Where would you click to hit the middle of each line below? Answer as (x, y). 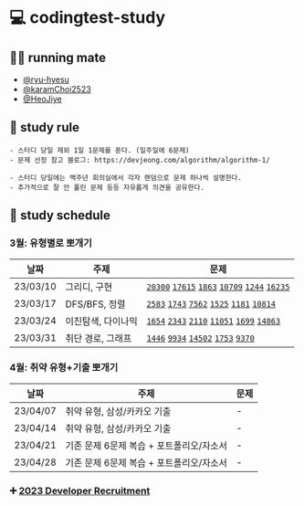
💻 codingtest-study (88, 18)
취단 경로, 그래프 (99, 338)
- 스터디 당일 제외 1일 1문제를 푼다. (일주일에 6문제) (100, 150)
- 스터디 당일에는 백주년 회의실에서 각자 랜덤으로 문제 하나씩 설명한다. (126, 178)
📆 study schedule (60, 216)
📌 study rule (45, 127)
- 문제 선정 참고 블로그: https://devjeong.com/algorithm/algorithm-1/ (140, 160)
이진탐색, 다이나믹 (102, 321)
